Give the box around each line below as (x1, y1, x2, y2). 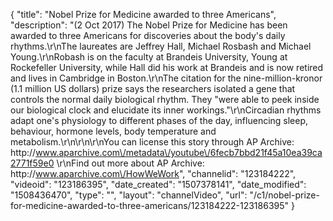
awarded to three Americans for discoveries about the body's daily (10, 30, 286, 41)
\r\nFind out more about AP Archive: (56, 157, 205, 169)
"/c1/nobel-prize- (249, 189, 320, 201)
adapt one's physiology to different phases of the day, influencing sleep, (10, 115, 309, 126)
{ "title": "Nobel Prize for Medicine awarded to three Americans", (10, 9, 277, 20)
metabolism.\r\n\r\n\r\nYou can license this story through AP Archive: (10, 136, 295, 148)
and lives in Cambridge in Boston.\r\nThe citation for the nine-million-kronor (10, 72, 323, 84)
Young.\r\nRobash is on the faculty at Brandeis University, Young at (10, 51, 288, 63)
